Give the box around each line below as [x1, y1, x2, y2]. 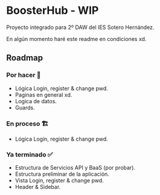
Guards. [14, 104, 35, 111]
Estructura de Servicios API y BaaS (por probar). [14, 164, 136, 171]
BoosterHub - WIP [6, 4, 99, 18]
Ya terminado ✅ [6, 150, 53, 159]
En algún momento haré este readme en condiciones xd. [6, 35, 147, 42]
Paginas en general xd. [14, 91, 72, 98]
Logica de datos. [14, 97, 57, 104]
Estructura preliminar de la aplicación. [14, 170, 110, 178]
